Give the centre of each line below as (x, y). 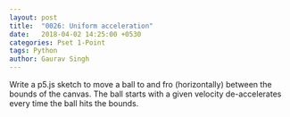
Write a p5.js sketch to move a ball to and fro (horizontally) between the (141, 84)
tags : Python (33, 51)
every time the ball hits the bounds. (74, 103)
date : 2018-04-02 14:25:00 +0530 (75, 34)
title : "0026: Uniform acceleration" (81, 26)
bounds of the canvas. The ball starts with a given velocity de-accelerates (145, 94)
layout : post (33, 17)
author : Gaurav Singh (50, 59)
